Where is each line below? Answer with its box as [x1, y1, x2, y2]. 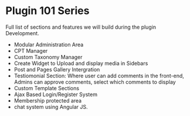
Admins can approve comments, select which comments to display [13, 78, 177, 86]
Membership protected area [13, 97, 82, 104]
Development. [5, 29, 39, 36]
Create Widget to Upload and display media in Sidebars [13, 60, 148, 67]
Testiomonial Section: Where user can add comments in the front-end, [13, 72, 184, 79]
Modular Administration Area [13, 41, 84, 48]
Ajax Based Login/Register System [13, 91, 98, 98]
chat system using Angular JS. [13, 103, 89, 110]
